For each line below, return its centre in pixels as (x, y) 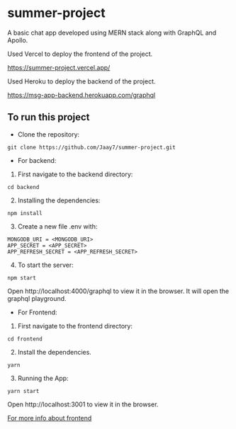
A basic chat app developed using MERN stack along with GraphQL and (112, 33)
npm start (22, 278)
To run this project (49, 117)
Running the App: (43, 378)
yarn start (23, 391)
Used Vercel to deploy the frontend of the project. (80, 54)
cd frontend (25, 339)
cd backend (23, 187)
